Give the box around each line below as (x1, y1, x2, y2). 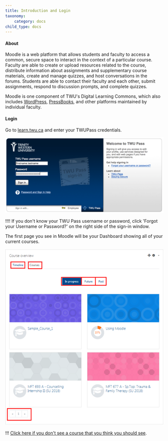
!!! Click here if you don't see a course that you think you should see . (5, 430, 147, 436)
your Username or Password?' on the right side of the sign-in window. (5, 223, 150, 229)
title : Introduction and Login (5, 8, 71, 13)
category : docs (14, 19, 46, 24)
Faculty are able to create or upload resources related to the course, (5, 62, 146, 68)
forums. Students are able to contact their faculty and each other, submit (5, 78, 155, 84)
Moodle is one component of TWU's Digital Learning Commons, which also (5, 93, 160, 99)
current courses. (5, 238, 40, 244)
